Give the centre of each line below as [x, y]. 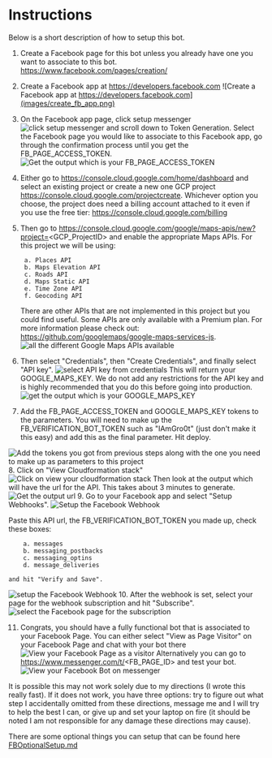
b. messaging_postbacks [63, 551]
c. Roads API [46, 274]
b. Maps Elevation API [63, 267]
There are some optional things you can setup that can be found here [125, 736]
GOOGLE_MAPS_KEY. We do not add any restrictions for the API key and [142, 378]
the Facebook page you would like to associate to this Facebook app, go [141, 136]
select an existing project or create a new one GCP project [118, 186]
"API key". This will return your [128, 369]
